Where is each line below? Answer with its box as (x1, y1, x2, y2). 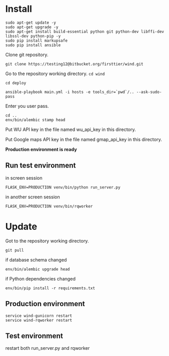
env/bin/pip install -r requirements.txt (5, 286, 96, 291)
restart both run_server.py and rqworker (5, 345, 90, 351)
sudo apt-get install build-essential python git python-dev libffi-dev (5, 29, 164, 34)
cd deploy (5, 80, 27, 85)
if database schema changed (5, 256, 67, 263)
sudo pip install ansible (5, 42, 61, 48)
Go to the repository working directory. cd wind (5, 70, 105, 77)
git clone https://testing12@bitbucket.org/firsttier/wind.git (5, 61, 144, 67)
